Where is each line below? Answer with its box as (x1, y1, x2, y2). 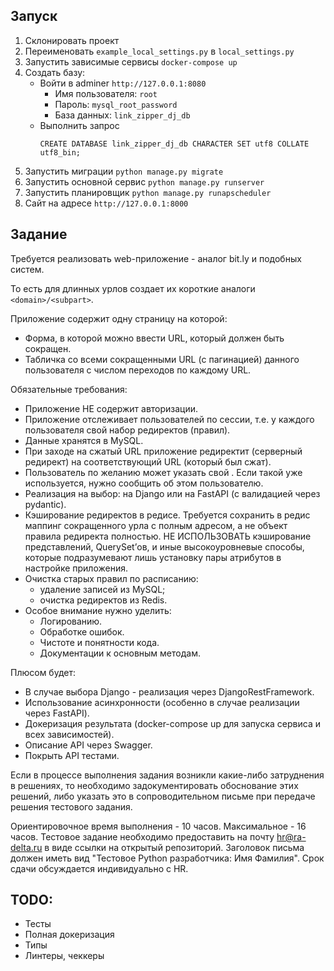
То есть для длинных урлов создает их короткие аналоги (10, 282, 256, 294)
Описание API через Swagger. (24, 739, 153, 751)
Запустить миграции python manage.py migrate (24, 165, 224, 177)
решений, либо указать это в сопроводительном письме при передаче (10, 790, 316, 802)
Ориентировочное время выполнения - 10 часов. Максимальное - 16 (10, 820, 307, 832)
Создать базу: (24, 66, 86, 78)
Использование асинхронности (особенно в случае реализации (24, 696, 300, 708)
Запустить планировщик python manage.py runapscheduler (24, 186, 272, 198)
